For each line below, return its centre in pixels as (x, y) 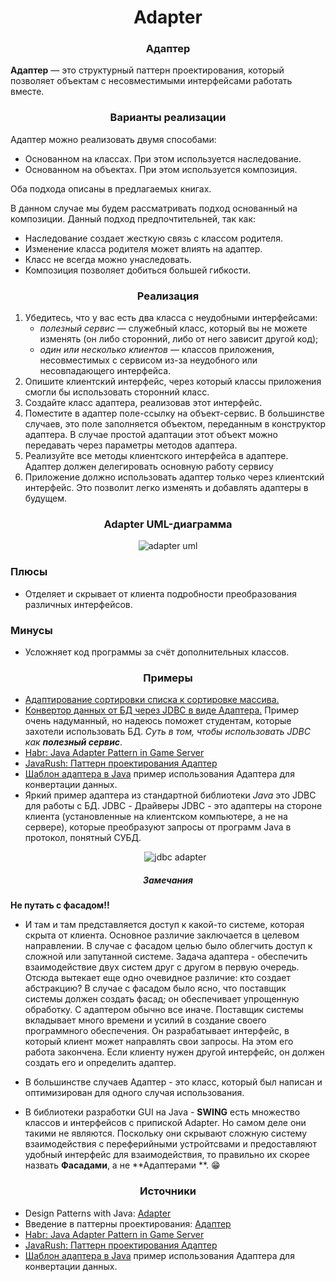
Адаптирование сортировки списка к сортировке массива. (152, 700)
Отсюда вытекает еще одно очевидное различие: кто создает (158, 978)
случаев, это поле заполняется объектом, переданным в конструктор (175, 424)
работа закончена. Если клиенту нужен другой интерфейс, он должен (174, 1052)
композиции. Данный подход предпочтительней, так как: (133, 218)
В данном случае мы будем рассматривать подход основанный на (154, 208)
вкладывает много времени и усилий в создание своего (145, 1020)
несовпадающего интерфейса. (105, 371)
